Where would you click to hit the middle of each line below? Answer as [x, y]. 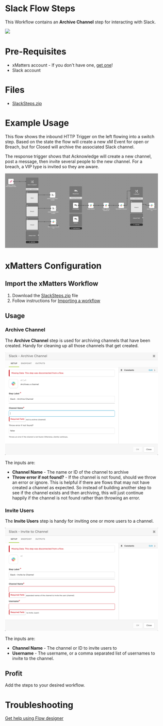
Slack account [26, 70]
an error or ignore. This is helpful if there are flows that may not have [81, 482]
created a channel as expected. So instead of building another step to [82, 487]
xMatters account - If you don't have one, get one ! [62, 65]
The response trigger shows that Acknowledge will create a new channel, [78, 156]
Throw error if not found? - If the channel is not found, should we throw [84, 477]
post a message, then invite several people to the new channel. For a [74, 161]
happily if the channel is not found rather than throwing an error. [76, 498]
